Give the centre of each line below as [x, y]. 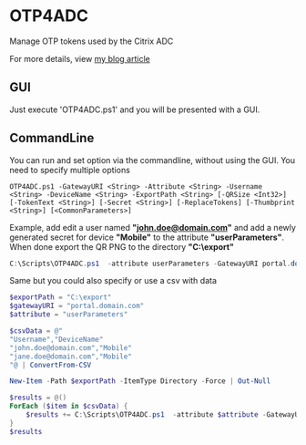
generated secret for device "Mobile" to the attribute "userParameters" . [147, 237]
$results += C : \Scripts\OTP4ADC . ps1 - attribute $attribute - [146, 415]
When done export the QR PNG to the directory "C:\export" [122, 246]
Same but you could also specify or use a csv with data [113, 281]
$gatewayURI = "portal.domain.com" [77, 306]
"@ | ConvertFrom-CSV [51, 365]
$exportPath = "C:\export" [61, 297]
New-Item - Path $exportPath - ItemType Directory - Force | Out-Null [140, 381]
